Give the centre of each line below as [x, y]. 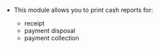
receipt [34, 23]
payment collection [52, 38]
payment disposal [50, 31]
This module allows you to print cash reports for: [83, 10]
